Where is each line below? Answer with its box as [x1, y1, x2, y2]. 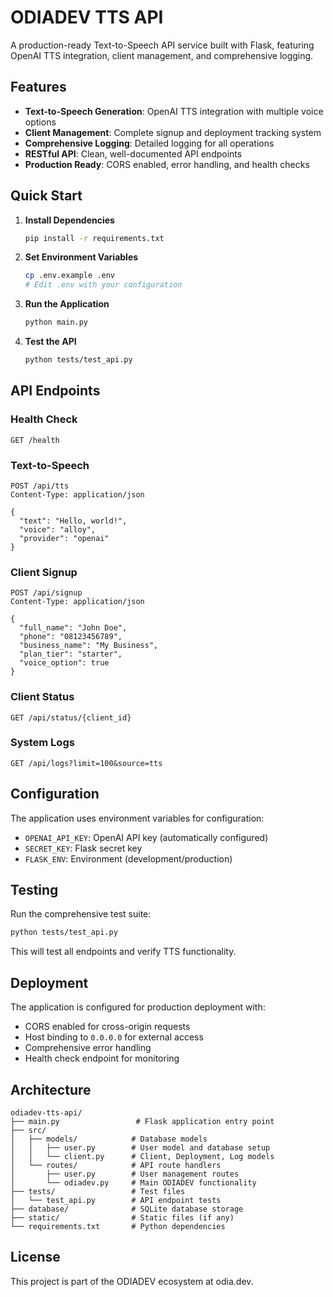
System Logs [10, 736, 75, 750]
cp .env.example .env [24, 271, 115, 281]
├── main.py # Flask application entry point [10, 1116, 275, 1126]
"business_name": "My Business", [19, 641, 159, 651]
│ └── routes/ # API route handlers [10, 1160, 222, 1170]
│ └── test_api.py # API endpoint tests [10, 1195, 222, 1205]
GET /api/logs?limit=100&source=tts [10, 758, 163, 768]
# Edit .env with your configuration [24, 280, 183, 290]
